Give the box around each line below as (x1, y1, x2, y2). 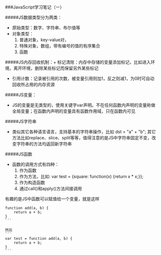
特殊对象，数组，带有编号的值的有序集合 (19, 43, 100, 48)
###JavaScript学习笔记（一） (5, 4, 64, 10)
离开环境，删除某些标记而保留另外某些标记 (13, 65, 98, 71)
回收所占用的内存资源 (12, 82, 55, 87)
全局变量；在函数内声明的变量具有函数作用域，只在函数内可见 (12, 108, 136, 114)
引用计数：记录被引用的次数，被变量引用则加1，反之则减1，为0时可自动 (12, 75, 155, 81)
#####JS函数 (5, 151, 32, 157)
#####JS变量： (5, 92, 37, 98)
